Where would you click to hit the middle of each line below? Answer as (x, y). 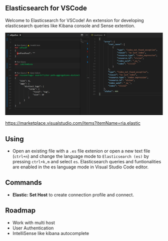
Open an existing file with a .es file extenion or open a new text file (81, 151)
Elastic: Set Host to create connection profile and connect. (73, 194)
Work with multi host (33, 222)
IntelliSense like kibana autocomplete (50, 233)
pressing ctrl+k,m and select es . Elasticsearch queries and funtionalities (87, 161)
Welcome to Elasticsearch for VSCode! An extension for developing (74, 20)
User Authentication (33, 228)
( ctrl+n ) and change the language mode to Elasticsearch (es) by (80, 156)
